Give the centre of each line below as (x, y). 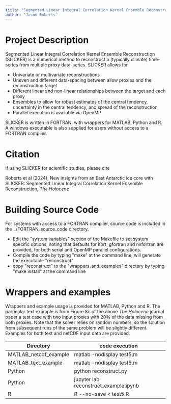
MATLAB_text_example (35, 363)
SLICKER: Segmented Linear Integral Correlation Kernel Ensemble (74, 184)
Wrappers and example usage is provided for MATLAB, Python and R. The (83, 306)
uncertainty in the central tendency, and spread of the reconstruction (85, 107)
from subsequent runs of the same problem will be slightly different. (76, 328)
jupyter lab (87, 380)
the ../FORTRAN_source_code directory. (47, 229)
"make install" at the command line (49, 271)
